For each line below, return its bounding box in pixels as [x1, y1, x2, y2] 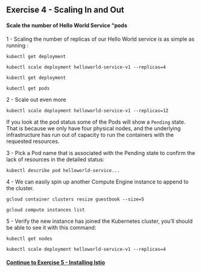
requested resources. [6, 138, 60, 145]
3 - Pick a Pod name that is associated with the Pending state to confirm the [6, 149, 196, 156]
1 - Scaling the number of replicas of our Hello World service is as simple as [6, 35, 195, 42]
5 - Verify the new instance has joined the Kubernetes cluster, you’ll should [6, 217, 193, 225]
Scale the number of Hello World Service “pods [6, 21, 128, 29]
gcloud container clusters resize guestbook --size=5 [6, 196, 145, 202]
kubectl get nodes [6, 236, 53, 242]
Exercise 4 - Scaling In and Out [6, 5, 124, 15]
